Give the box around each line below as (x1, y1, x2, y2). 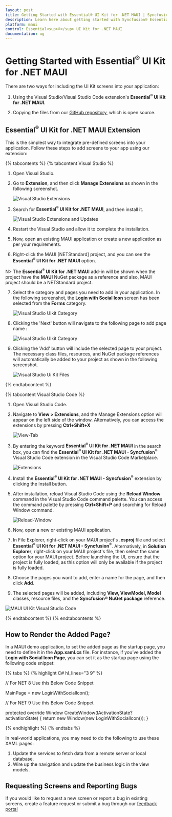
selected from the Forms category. (12, 300, 87, 306)
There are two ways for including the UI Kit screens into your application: (5, 83, 160, 90)
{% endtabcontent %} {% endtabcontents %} (5, 615, 101, 621)
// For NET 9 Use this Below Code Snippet (5, 700, 94, 706)
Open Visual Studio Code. (12, 401, 68, 407)
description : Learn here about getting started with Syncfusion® (5, 17, 147, 22)
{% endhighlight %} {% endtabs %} (5, 725, 80, 731)
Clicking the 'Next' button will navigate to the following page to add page (12, 320, 166, 326)
